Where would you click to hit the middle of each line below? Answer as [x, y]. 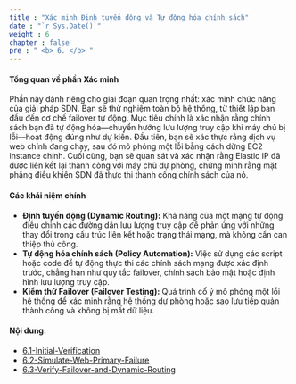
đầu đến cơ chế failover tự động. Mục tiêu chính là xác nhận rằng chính [140, 118]
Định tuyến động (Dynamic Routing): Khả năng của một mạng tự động [152, 215]
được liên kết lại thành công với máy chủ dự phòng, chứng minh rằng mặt [144, 165]
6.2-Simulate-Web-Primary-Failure [86, 360]
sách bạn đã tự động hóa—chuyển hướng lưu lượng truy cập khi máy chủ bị [148, 128]
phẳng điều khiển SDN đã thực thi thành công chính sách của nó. [129, 175]
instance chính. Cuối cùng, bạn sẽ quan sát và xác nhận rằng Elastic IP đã [145, 156]
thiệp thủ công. [50, 244]
